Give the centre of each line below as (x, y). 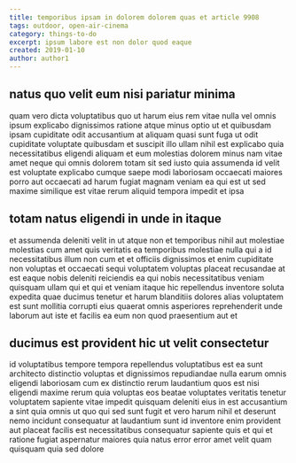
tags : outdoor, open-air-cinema (69, 26)
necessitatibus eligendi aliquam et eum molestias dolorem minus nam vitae (146, 153)
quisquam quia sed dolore (57, 449)
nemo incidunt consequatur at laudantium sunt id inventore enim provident (145, 421)
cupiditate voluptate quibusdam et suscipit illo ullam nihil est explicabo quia (147, 143)
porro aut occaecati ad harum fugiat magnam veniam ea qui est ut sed (137, 181)
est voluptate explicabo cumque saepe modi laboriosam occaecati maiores (146, 172)
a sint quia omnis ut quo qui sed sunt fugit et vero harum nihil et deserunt (143, 412)
